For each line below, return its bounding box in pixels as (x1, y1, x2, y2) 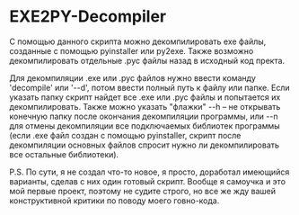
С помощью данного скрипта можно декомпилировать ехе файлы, (9, 36, 267, 47)
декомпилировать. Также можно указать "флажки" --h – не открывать (9, 101, 281, 112)
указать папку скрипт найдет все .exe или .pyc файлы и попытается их (9, 92, 281, 103)
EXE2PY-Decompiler (9, 6, 167, 27)
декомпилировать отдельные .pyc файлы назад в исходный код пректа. (9, 55, 286, 66)
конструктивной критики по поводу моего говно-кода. (9, 195, 220, 206)
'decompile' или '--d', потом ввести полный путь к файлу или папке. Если (9, 82, 290, 93)
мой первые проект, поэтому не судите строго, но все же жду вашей (9, 185, 277, 196)
